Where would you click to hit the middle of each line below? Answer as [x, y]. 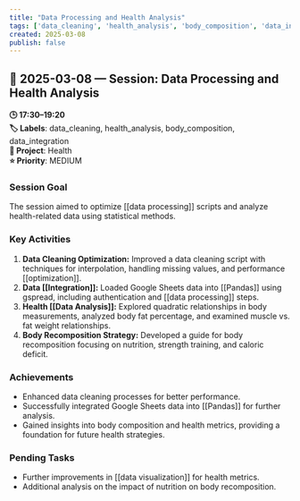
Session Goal [38, 187]
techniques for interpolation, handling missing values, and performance [154, 268]
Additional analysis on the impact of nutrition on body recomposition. [149, 487]
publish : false [37, 42]
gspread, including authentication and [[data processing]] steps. [141, 297]
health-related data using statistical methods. [92, 217]
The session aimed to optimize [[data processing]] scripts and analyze [139, 207]
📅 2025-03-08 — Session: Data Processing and [144, 78]
